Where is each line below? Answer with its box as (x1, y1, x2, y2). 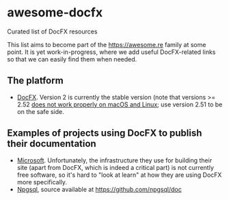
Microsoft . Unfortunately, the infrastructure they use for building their (16, 156, 213, 165)
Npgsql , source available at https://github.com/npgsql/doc (16, 185, 183, 193)
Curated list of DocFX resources (7, 27, 98, 35)
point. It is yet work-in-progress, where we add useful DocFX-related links (7, 48, 216, 56)
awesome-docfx (7, 5, 103, 20)
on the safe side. (16, 107, 65, 115)
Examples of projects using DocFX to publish (7, 128, 202, 139)
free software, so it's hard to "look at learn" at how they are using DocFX (16, 171, 222, 179)
